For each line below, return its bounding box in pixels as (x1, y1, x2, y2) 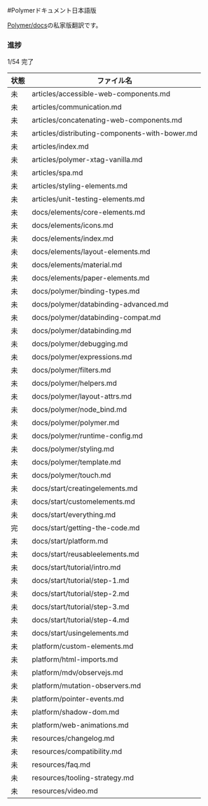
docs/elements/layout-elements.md (32, 247, 151, 257)
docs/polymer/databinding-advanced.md (32, 300, 169, 309)
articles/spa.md (32, 168, 83, 177)
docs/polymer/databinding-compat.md (32, 313, 161, 323)
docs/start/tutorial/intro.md (32, 563, 121, 572)
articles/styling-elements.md (32, 181, 128, 191)
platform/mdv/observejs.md (32, 668, 124, 678)
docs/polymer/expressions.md (32, 352, 132, 362)
